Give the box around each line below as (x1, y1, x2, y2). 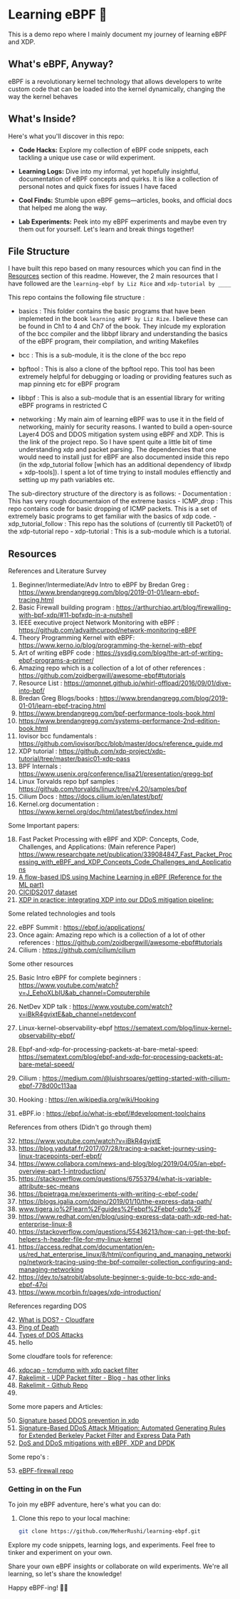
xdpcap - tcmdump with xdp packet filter (18, 1366, 139, 1375)
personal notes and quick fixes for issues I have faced (18, 182, 177, 191)
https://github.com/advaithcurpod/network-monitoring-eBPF (18, 626, 197, 634)
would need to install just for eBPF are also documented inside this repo (18, 453, 230, 461)
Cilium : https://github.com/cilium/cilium (18, 946, 136, 955)
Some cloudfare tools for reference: (8, 1352, 113, 1361)
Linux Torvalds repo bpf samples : (18, 777, 119, 786)
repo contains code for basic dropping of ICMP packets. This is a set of (8, 505, 218, 513)
